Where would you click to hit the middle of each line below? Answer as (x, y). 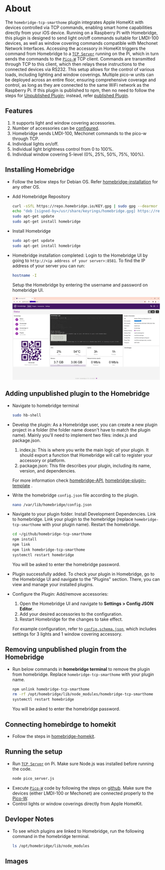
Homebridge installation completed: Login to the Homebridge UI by (80, 255)
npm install (24, 539)
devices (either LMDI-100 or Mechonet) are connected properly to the (83, 793)
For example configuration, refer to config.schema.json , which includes (84, 629)
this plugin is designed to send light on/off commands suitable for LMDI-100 (82, 38)
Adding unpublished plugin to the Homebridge (77, 394)
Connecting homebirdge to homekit (61, 724)
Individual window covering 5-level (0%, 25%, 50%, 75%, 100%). (78, 154)
